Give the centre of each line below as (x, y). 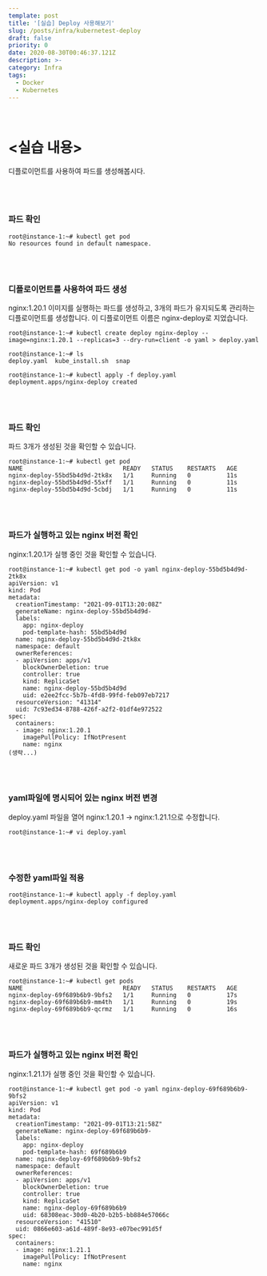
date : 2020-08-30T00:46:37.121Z (62, 53)
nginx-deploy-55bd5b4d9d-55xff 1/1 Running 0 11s (123, 483)
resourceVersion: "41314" (59, 702)
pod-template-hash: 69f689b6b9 (75, 1152)
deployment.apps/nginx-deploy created (73, 382)
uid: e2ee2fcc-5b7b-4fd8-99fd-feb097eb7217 (96, 695)
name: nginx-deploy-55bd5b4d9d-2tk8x (78, 639)
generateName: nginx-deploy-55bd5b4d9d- (84, 611)
